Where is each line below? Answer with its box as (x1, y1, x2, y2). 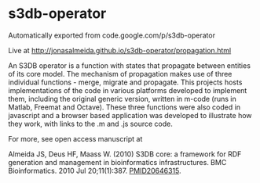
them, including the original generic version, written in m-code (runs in (8, 94, 237, 103)
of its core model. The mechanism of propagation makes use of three (8, 69, 233, 78)
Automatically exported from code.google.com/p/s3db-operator (8, 30, 216, 40)
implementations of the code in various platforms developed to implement (8, 85, 247, 95)
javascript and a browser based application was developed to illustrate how (8, 110, 253, 120)
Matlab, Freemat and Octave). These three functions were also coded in (8, 102, 241, 112)
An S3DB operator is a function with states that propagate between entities (8, 60, 251, 70)
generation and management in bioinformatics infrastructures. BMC (8, 157, 227, 167)
